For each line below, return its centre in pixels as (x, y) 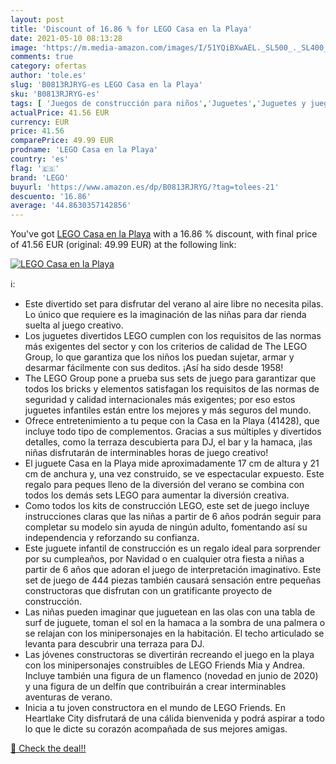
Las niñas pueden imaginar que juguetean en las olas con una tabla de (170, 612)
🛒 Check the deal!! (48, 748)
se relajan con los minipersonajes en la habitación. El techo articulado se (174, 633)
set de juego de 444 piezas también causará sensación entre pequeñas (173, 580)
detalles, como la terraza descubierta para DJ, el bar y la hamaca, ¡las (168, 442)
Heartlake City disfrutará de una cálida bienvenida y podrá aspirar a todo (174, 718)
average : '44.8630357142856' (71, 206)
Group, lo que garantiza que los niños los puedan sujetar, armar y (159, 357)
